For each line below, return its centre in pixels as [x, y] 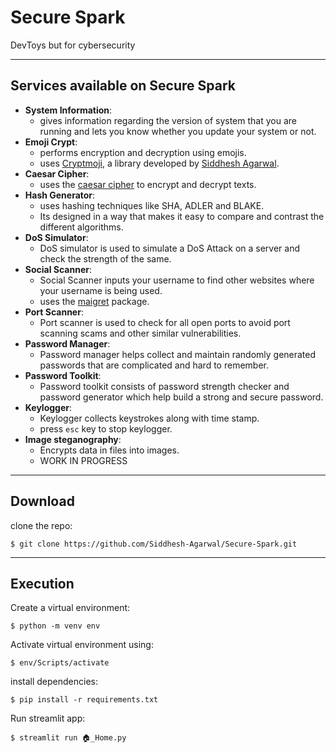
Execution [42, 583]
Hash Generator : [60, 195]
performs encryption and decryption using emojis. [143, 152]
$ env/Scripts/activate [60, 663]
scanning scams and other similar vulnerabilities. [140, 333]
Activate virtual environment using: [82, 645]
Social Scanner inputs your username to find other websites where [177, 280]
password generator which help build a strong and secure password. [181, 397]
